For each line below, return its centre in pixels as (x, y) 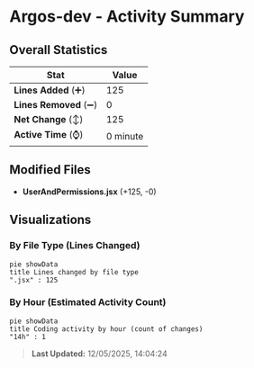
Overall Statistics (59, 50)
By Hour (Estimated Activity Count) (88, 302)
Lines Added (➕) (50, 90)
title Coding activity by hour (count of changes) (106, 329)
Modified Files (50, 170)
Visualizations (50, 220)
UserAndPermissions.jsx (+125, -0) (89, 192)
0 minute (125, 136)
